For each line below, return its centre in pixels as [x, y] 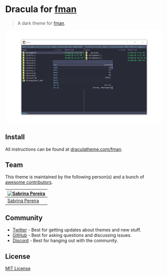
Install [15, 137]
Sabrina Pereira [23, 201]
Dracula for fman [41, 9]
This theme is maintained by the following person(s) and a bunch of [75, 177]
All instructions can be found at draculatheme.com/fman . [64, 149]
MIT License [18, 268]
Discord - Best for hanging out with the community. [65, 241]
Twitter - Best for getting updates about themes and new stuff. [77, 230]
